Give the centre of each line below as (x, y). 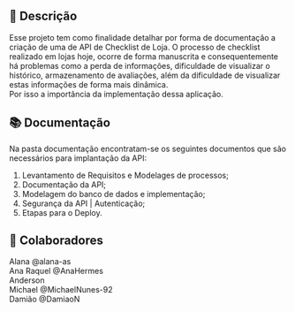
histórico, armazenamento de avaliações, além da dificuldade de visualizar (145, 75)
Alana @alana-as (40, 262)
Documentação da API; (64, 184)
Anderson (27, 280)
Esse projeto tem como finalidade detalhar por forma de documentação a (143, 37)
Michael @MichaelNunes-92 (61, 290)
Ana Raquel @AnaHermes (57, 271)
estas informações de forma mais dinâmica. (89, 84)
